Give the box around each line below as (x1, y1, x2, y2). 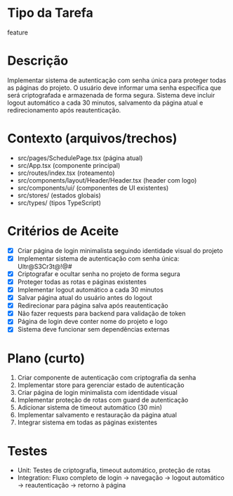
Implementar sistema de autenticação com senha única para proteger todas (7, 76, 227, 84)
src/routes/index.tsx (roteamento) (17, 169, 115, 177)
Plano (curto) (7, 350, 86, 366)
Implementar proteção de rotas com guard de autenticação (17, 396, 189, 405)
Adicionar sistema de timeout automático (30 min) (17, 403, 163, 412)
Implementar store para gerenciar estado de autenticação (17, 381, 185, 389)
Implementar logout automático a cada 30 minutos (17, 286, 164, 294)
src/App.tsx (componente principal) (17, 161, 121, 169)
